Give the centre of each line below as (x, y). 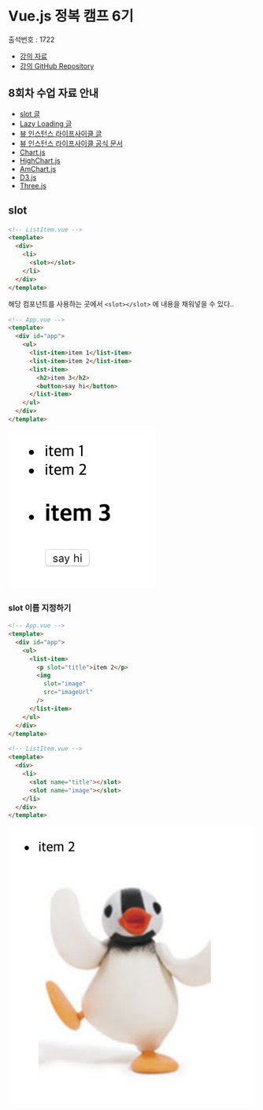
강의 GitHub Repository (57, 66)
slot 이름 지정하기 (40, 607)
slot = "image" (65, 684)
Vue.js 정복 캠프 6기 (71, 16)
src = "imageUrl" (68, 692)
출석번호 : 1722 (31, 39)
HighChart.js (40, 160)
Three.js (33, 185)
